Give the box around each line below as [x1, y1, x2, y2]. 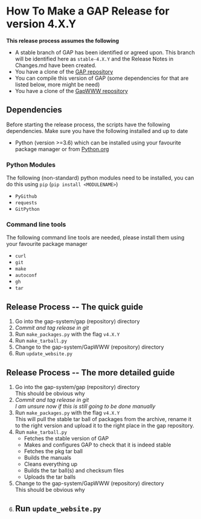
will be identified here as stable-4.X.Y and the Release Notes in [14, 55, 174, 62]
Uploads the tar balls [24, 473, 76, 480]
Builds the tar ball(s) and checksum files [24, 466, 124, 474]
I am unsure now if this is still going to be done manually [14, 402, 156, 410]
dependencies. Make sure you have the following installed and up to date [6, 127, 188, 134]
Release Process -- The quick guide [6, 301, 144, 312]
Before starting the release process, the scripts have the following [6, 121, 170, 128]
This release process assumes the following [6, 37, 120, 44]
